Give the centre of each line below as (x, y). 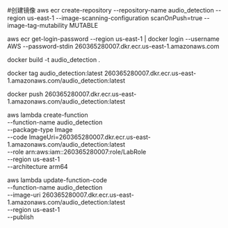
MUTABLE (84, 25)
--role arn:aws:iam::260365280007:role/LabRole (77, 152)
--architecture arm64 (38, 166)
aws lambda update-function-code (57, 180)
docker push (25, 94)
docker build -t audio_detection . (54, 60)
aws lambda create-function (48, 115)
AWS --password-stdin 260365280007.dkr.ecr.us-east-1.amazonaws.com (113, 46)
